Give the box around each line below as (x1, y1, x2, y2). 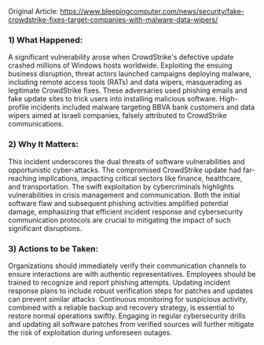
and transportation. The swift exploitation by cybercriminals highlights (8, 182, 234, 191)
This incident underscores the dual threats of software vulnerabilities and (8, 156, 245, 166)
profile (8, 102, 30, 112)
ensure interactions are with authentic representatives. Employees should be (8, 269, 256, 278)
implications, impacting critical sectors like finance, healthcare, (38, 173, 243, 183)
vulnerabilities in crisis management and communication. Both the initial (8, 190, 240, 200)
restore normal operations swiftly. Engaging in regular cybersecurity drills (8, 310, 246, 321)
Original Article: (8, 7, 59, 16)
